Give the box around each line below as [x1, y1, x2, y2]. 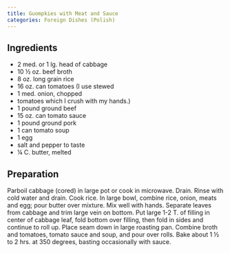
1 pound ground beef [17, 104, 77, 112]
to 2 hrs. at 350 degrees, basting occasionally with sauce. [7, 238, 171, 246]
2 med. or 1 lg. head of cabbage [17, 60, 108, 69]
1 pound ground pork [17, 119, 77, 128]
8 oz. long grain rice [17, 75, 74, 83]
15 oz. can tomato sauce [17, 112, 87, 120]
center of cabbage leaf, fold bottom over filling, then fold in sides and [7, 216, 204, 224]
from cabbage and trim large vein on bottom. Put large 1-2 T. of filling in [7, 208, 210, 217]
